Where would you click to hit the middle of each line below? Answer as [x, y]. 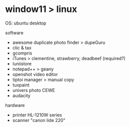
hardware [15, 105]
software [14, 32]
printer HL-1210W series [37, 115]
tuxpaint [21, 85]
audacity [21, 95]
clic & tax [22, 47]
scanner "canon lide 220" [39, 120]
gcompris [22, 53]
